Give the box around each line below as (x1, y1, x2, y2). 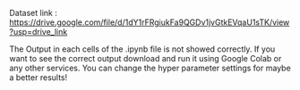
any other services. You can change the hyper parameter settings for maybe (9, 62, 291, 73)
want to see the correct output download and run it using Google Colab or (9, 53, 282, 63)
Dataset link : (9, 8, 58, 18)
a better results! (9, 72, 68, 83)
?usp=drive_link (9, 27, 68, 37)
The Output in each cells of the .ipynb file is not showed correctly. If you (9, 44, 276, 54)
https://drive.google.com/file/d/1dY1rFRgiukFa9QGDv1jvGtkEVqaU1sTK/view (9, 17, 290, 28)
